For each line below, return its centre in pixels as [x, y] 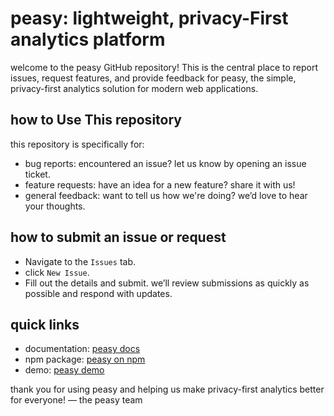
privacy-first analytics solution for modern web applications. [134, 88]
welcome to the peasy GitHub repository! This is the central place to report [164, 67]
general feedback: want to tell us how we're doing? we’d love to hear [166, 195]
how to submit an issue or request [118, 237]
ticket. [37, 174]
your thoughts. [55, 206]
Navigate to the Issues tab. [80, 261]
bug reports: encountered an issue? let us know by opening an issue [165, 163]
